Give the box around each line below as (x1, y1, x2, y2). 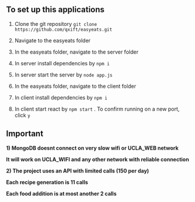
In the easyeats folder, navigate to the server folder (14, 48, 139, 55)
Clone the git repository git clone (14, 20, 97, 27)
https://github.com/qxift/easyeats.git (14, 27, 113, 32)
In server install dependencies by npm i (14, 59, 110, 67)
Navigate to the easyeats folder (14, 37, 91, 44)
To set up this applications (6, 5, 105, 15)
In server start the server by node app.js (14, 71, 113, 78)
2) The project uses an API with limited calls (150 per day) (6, 167, 149, 174)
